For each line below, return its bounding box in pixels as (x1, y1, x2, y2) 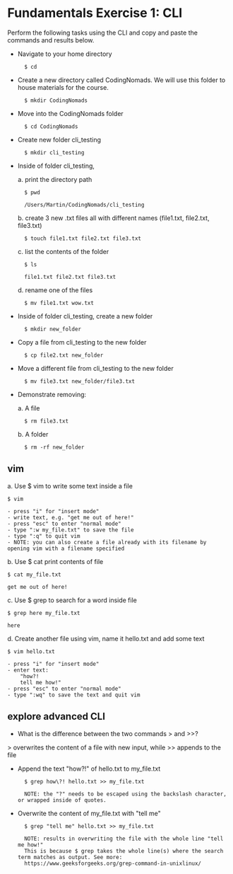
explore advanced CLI (7, 711, 106, 723)
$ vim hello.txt (7, 648, 55, 655)
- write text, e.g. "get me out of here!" (7, 514, 134, 521)
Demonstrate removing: (17, 390, 87, 398)
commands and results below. (7, 35, 95, 44)
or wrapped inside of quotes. (17, 796, 107, 804)
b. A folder (17, 430, 49, 438)
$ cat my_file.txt (7, 571, 61, 578)
